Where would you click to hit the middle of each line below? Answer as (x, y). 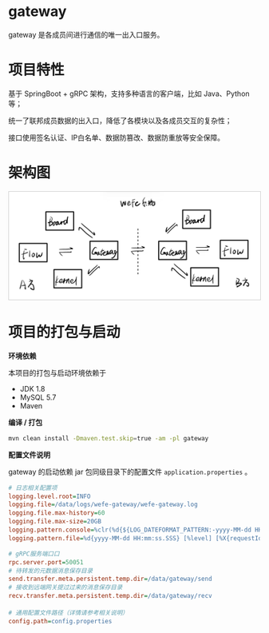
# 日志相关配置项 (33, 488)
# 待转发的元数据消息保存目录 (51, 571)
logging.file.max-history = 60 (57, 513)
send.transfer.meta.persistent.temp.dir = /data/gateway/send (111, 579)
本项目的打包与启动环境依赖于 (57, 372)
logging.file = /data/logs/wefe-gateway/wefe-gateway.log (103, 505)
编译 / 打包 (26, 422)
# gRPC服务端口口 (34, 554)
